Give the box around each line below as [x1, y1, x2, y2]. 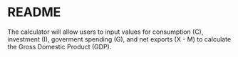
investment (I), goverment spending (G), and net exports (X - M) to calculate [7, 34, 232, 43]
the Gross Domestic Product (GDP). [7, 42, 112, 51]
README [7, 4, 61, 20]
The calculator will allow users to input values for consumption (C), [7, 27, 204, 36]
